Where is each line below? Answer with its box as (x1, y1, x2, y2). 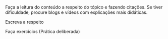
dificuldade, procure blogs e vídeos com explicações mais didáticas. (5, 9, 148, 15)
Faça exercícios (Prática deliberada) (5, 29, 80, 34)
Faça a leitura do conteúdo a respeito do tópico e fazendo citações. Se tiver (5, 4, 163, 10)
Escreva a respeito (5, 19, 44, 25)
